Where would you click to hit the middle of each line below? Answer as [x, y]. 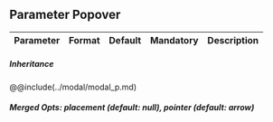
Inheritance [32, 64]
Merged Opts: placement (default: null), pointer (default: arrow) [132, 108]
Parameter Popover [65, 15]
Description [233, 40]
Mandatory [174, 40]
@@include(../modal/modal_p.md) [73, 87]
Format [85, 40]
